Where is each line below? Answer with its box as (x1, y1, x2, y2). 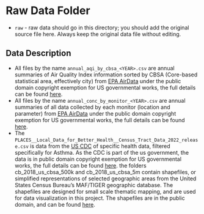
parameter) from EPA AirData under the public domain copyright (14, 109, 177, 117)
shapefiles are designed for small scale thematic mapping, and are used (14, 188, 196, 195)
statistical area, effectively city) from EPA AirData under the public (14, 77, 181, 84)
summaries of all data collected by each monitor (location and (14, 103, 170, 111)
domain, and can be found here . (14, 201, 95, 208)
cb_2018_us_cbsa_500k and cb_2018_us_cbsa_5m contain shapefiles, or (14, 168, 197, 175)
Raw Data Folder (5, 4, 90, 18)
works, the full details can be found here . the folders (14, 161, 147, 169)
